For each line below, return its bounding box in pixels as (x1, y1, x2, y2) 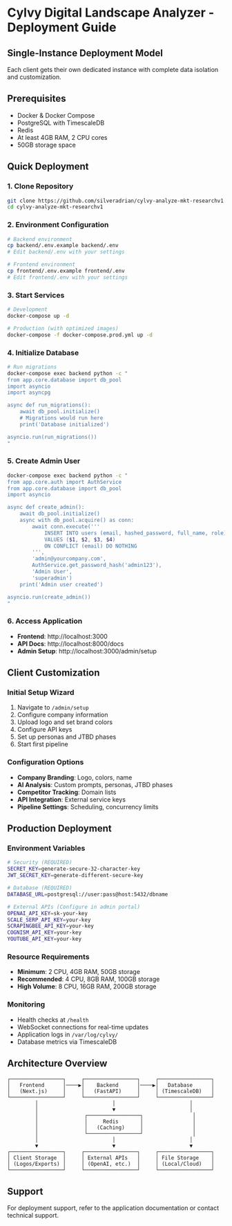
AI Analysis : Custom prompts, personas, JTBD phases (17, 780, 173, 788)
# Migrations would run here (19, 415, 104, 422)
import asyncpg (7, 389, 51, 396)
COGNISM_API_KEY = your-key (7, 929, 81, 936)
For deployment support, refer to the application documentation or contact (7, 1204, 220, 1212)
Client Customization (7, 667, 100, 679)
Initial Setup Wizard (7, 687, 75, 697)
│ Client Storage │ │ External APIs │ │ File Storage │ (7, 1155, 215, 1162)
